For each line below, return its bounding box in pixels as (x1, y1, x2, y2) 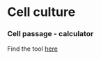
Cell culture (7, 4, 76, 20)
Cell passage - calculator (7, 29, 94, 39)
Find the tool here (7, 44, 58, 53)
